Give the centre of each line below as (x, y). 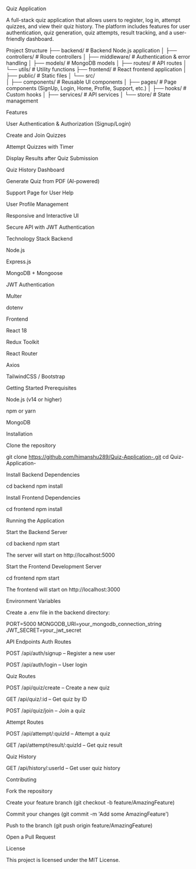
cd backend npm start (33, 544)
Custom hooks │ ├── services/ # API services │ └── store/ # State (88, 95)
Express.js (19, 261)
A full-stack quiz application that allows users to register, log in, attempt (94, 20)
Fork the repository (30, 791)
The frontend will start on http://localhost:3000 (63, 590)
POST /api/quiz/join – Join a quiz (46, 710)
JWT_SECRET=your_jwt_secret (44, 630)
